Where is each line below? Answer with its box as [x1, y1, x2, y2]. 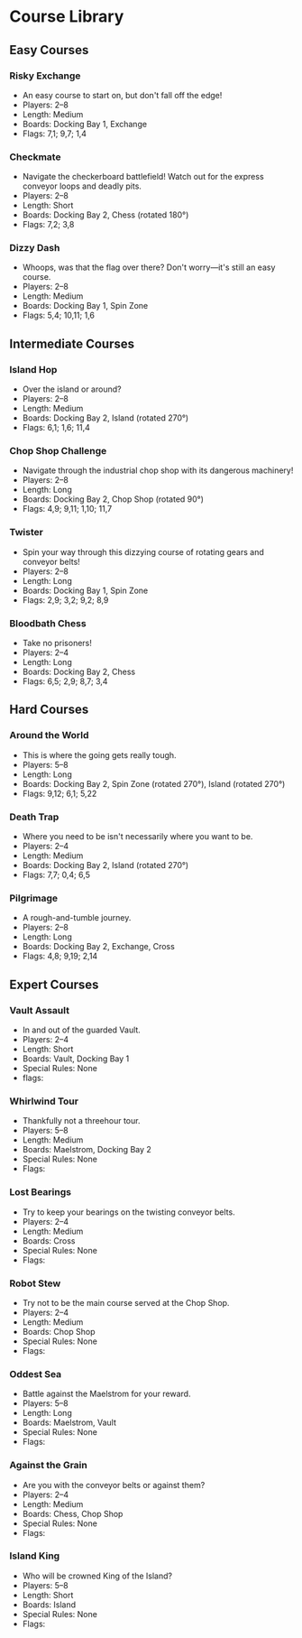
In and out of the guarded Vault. [22, 1024, 142, 1035]
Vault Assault [9, 1004, 70, 1016]
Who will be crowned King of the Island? [22, 1570, 173, 1581]
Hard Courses [9, 702, 89, 717]
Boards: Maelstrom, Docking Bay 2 [22, 1144, 151, 1155]
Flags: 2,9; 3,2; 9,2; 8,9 [22, 594, 109, 606]
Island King [9, 1550, 60, 1562]
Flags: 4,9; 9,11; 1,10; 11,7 [22, 504, 113, 514]
